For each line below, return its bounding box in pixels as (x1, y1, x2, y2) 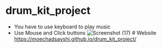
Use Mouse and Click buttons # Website (14, 29, 157, 36)
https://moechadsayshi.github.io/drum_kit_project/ (14, 35, 137, 42)
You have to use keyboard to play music (14, 23, 111, 30)
